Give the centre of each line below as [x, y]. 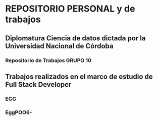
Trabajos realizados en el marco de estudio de [79, 76]
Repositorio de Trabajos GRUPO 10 [48, 60]
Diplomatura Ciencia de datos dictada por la [75, 38]
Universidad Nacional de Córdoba [59, 46]
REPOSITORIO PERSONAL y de [70, 9]
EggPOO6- [19, 112]
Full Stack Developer [38, 84]
